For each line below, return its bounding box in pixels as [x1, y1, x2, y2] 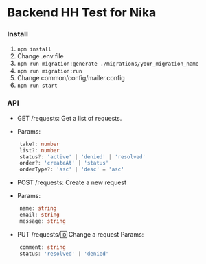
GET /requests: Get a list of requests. [16, 114, 122, 122]
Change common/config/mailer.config [16, 74, 125, 82]
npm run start [16, 82, 58, 90]
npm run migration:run [16, 68, 82, 75]
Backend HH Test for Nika [7, 5, 157, 21]
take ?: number [19, 141, 60, 147]
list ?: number [19, 147, 60, 154]
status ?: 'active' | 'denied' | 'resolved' [19, 153, 146, 160]
